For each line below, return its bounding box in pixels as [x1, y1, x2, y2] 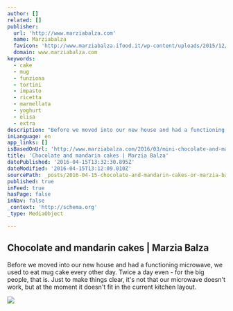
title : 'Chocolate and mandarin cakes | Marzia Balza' [7, 152, 169, 160]
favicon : [13, 42, 39, 49]
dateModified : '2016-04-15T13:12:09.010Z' [7, 165, 132, 172]
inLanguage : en [7, 133, 51, 140]
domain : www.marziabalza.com [13, 49, 98, 56]
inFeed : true [7, 185, 45, 192]
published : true [7, 178, 54, 185]
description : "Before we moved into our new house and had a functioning [7, 126, 225, 133]
